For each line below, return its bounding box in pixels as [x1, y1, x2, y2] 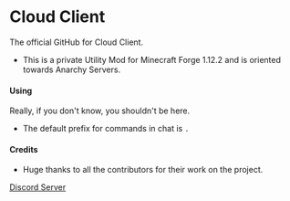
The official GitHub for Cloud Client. [9, 37, 144, 48]
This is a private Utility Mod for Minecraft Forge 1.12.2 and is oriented [22, 54, 281, 65]
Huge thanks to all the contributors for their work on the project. [22, 164, 264, 175]
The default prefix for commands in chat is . [22, 123, 190, 134]
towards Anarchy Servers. [22, 64, 121, 75]
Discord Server [9, 182, 67, 193]
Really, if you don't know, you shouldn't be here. [9, 105, 191, 116]
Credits [9, 143, 38, 154]
